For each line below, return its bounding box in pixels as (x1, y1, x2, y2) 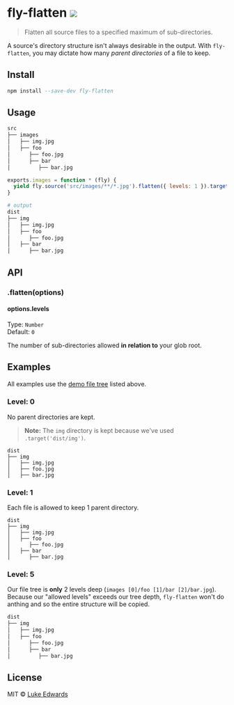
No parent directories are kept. (7, 413, 95, 421)
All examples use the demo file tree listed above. (7, 379, 147, 388)
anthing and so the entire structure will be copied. (7, 600, 150, 608)
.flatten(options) (7, 287, 64, 297)
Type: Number (7, 320, 44, 328)
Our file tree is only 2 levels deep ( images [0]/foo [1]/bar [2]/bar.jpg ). (7, 585, 217, 594)
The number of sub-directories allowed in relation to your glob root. (7, 341, 202, 349)
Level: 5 (7, 569, 35, 579)
